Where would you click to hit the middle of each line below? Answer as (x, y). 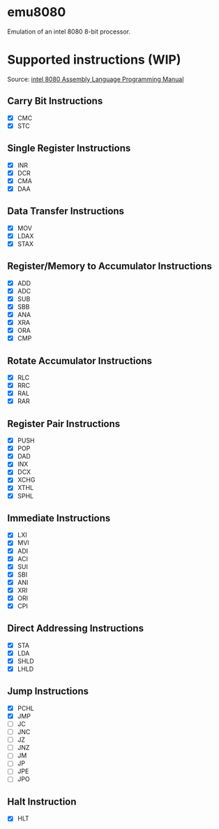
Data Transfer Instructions (66, 211)
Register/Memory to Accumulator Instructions (110, 266)
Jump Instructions (48, 692)
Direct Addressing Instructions (76, 629)
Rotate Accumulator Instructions (80, 361)
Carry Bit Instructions (55, 101)
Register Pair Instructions (64, 424)
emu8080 (37, 12)
